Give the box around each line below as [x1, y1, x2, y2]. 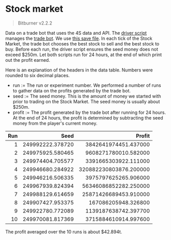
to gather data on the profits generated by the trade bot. [12, 87, 131, 93]
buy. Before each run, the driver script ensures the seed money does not [5, 46, 158, 52]
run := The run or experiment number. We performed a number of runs [12, 82, 161, 88]
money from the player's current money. [12, 120, 98, 126]
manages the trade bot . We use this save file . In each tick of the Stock [5, 35, 153, 41]
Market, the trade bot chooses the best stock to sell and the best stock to [5, 40, 160, 46]
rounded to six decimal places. [5, 72, 70, 78]
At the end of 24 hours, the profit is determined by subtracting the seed [12, 114, 163, 121]
